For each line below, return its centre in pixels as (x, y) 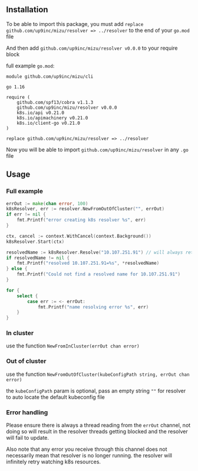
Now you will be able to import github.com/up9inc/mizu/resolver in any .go (97, 150)
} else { (17, 269)
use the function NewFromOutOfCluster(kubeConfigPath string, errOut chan (98, 374)
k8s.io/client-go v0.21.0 (49, 123)
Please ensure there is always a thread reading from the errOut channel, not (98, 425)
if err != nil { (26, 215)
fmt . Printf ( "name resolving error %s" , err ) (93, 307)
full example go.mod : (30, 66)
